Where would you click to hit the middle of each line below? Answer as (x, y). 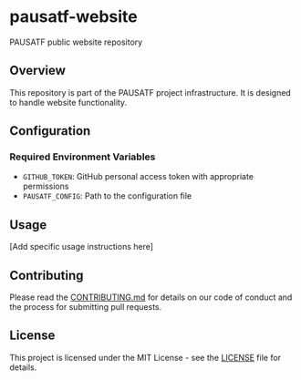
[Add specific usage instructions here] (81, 247)
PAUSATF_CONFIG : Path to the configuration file (107, 196)
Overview (38, 71)
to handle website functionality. (68, 102)
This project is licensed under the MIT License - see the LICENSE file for (145, 357)
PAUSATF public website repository (76, 42)
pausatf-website (74, 17)
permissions (46, 186)
